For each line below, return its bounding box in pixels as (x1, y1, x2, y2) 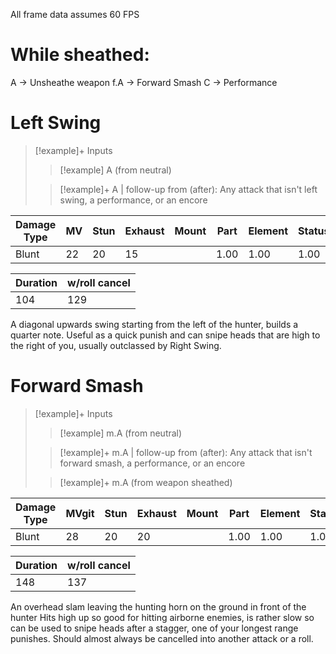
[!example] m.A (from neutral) (59, 427, 183, 439)
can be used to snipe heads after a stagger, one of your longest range (10, 622, 299, 634)
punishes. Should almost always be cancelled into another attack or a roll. (10, 632, 314, 644)
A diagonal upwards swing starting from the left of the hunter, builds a (10, 318, 299, 330)
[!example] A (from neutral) (59, 164, 172, 176)
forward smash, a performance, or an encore (59, 457, 246, 469)
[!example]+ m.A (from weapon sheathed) (59, 476, 233, 488)
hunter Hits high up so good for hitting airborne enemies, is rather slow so (10, 611, 315, 623)
